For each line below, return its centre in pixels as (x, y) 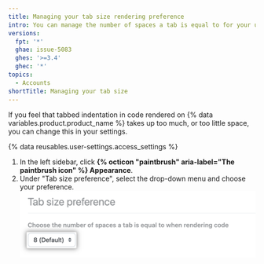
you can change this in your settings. (68, 131)
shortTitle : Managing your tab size (68, 91)
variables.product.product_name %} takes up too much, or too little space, (129, 123)
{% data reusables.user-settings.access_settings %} (93, 146)
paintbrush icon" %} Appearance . (76, 170)
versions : (24, 33)
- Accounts (33, 82)
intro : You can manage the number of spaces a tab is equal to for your (130, 25)
